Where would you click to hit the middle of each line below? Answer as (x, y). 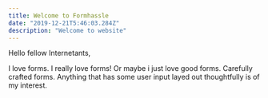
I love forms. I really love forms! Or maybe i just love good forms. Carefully (131, 69)
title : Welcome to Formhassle (59, 16)
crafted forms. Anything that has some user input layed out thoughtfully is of (134, 77)
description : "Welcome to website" (68, 30)
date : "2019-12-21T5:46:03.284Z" (64, 23)
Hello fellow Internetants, (50, 53)
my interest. (28, 85)
